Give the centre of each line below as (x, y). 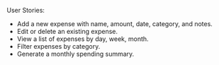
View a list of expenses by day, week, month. (83, 39)
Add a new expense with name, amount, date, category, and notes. (115, 24)
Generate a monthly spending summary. (75, 54)
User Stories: (26, 10)
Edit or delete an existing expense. (67, 31)
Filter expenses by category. (58, 46)
